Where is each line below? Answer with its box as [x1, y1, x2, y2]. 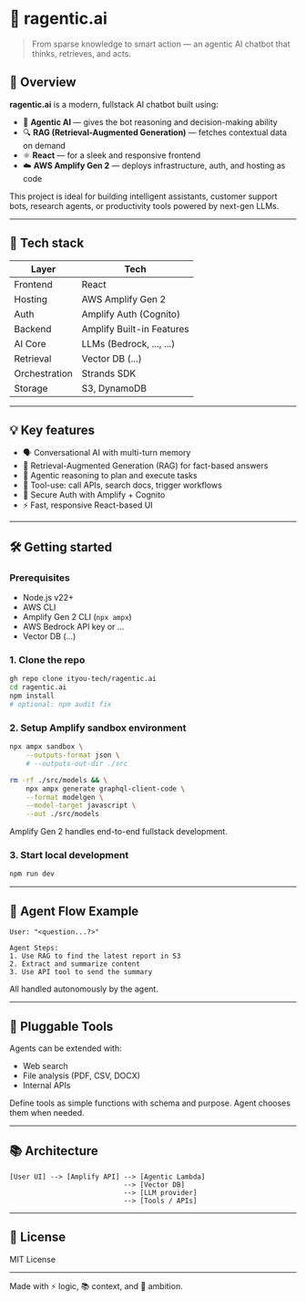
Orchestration [14, 367, 73, 380]
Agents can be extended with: [9, 1043, 122, 1054]
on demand [22, 140, 66, 151]
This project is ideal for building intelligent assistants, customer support [9, 191, 278, 202]
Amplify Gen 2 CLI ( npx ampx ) [22, 612, 132, 623]
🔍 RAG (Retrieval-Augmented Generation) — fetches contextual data [22, 127, 288, 138]
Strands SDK [81, 367, 137, 380]
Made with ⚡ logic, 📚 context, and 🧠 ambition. [9, 1280, 184, 1291]
